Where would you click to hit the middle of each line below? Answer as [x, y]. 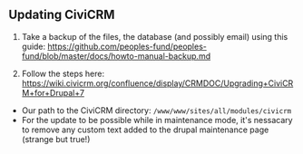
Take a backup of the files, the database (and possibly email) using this [155, 36]
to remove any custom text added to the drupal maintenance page [145, 130]
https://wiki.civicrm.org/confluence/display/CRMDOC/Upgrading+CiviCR [157, 83]
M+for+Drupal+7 [53, 92]
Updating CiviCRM [62, 15]
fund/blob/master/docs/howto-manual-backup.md [116, 56]
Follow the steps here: [63, 73]
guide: [34, 46]
